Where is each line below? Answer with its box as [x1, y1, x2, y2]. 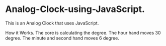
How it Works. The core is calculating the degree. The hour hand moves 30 [5, 29, 161, 35]
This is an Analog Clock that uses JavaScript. [5, 20, 99, 26]
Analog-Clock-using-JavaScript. [5, 3, 145, 15]
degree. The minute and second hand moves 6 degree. [5, 35, 119, 41]
